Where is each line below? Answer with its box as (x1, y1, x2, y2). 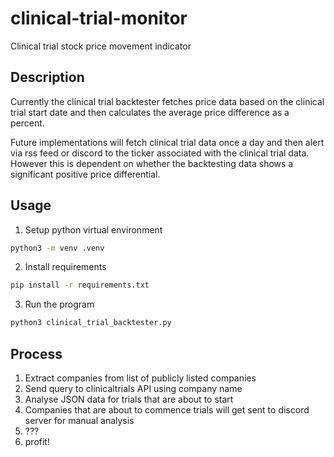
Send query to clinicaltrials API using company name (24, 383, 243, 394)
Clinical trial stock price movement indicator (10, 40, 192, 52)
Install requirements (24, 261, 107, 273)
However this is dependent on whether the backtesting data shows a (10, 157, 294, 169)
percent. (10, 117, 45, 129)
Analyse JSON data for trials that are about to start (24, 393, 234, 405)
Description (10, 69, 85, 86)
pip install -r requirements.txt (10, 280, 150, 291)
